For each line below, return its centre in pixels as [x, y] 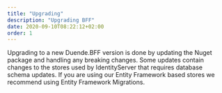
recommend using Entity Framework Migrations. [76, 82]
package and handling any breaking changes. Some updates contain [105, 60]
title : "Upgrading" [35, 14]
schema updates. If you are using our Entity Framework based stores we [111, 75]
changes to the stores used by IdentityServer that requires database [105, 67]
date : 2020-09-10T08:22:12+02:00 [56, 26]
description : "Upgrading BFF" [51, 20]
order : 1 [20, 33]
